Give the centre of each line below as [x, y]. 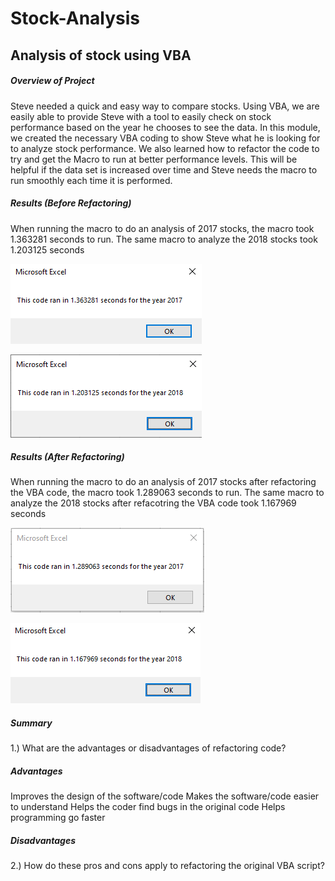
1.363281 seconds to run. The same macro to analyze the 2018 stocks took [164, 239]
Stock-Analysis [75, 18]
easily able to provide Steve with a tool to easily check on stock [141, 116]
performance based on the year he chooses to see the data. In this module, [165, 127]
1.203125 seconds [47, 249]
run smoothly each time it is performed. [91, 180]
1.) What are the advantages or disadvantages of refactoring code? [148, 748]
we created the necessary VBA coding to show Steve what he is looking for [165, 138]
